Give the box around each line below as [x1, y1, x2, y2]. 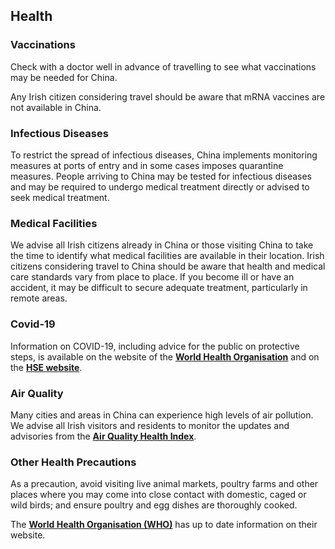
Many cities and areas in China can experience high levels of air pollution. [10, 409, 314, 421]
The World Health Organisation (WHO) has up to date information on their [10, 519, 318, 531]
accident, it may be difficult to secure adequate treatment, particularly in [10, 282, 308, 294]
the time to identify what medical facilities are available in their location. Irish [10, 250, 325, 262]
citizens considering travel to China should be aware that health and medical [10, 260, 326, 273]
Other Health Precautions [10, 455, 137, 469]
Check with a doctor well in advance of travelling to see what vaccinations [10, 60, 317, 73]
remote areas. [10, 292, 68, 304]
